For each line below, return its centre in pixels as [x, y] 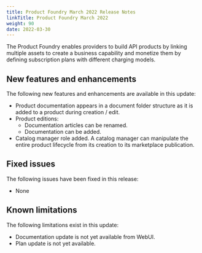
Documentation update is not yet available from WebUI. [85, 236]
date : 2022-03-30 [29, 29]
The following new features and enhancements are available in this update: [101, 94]
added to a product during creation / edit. [68, 112]
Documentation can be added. [63, 132]
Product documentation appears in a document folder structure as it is [104, 106]
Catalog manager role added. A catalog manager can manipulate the [102, 138]
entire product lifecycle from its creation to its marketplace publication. [105, 145]
